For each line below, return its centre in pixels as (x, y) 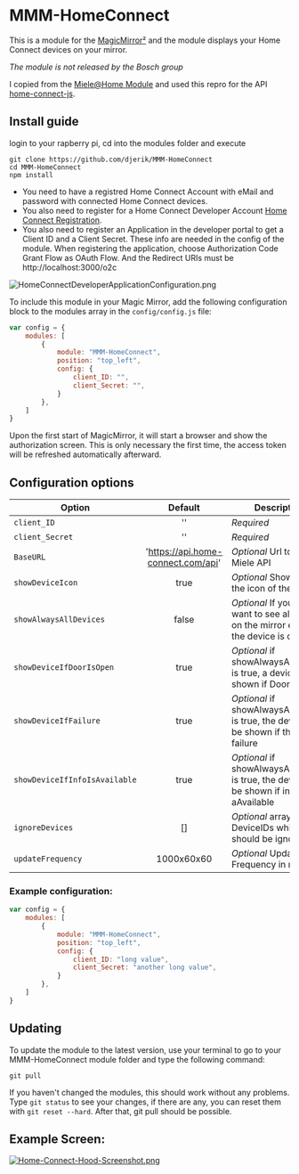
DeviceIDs (252, 828)
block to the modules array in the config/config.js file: (110, 311)
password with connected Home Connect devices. (115, 200)
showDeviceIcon (46, 583)
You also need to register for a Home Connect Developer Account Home (154, 210)
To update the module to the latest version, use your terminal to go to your (145, 1050)
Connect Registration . (62, 220)
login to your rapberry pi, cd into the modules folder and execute (128, 143)
